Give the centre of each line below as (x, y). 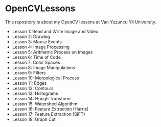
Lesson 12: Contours (33, 88)
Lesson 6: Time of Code (36, 57)
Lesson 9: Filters (29, 73)
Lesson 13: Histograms (35, 93)
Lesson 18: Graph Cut (34, 119)
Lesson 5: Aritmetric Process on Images (52, 52)
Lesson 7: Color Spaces (36, 62)
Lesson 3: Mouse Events (37, 41)
